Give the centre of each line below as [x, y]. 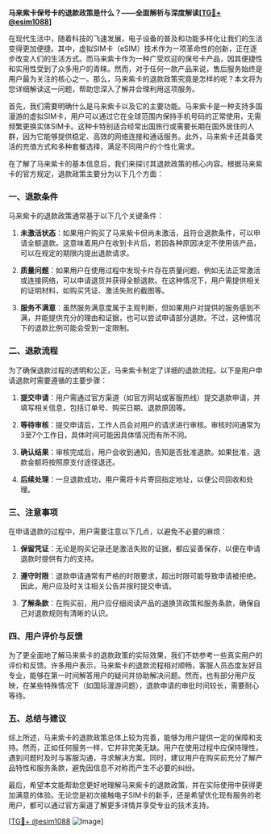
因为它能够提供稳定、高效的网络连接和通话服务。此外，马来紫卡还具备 [139, 136]
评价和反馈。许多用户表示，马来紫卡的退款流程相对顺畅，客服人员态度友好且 [135, 665]
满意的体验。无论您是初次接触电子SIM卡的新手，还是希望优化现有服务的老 [138, 795]
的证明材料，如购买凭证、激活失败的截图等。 [94, 291]
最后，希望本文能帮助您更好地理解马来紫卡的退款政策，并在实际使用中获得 [132, 785]
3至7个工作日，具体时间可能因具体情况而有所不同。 [106, 435]
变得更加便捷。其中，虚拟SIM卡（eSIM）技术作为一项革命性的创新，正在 [129, 48]
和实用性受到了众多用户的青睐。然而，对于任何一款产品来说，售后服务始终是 [135, 69]
